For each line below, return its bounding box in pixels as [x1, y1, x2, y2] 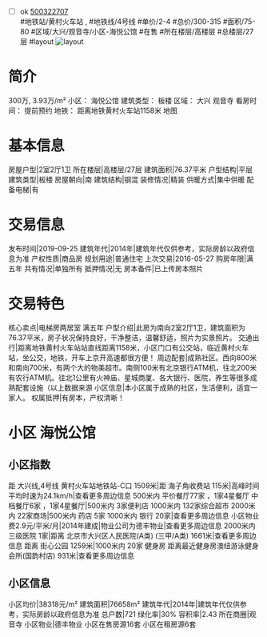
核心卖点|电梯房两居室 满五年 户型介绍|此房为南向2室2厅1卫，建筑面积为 [8, 323, 245, 332]
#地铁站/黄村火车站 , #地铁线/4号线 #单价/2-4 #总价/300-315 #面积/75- [19, 17, 256, 26]
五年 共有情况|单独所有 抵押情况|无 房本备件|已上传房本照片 [8, 263, 204, 273]
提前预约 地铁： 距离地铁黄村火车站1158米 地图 [23, 106, 178, 115]
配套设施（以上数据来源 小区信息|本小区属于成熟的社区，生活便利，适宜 [14, 383, 251, 392]
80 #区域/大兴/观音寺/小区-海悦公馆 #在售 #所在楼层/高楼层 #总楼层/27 [19, 27, 254, 37]
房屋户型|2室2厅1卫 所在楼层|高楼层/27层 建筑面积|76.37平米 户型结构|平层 [8, 164, 253, 174]
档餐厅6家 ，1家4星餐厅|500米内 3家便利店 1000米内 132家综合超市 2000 [8, 500, 249, 511]
